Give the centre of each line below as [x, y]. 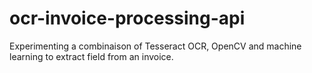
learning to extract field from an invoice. [91, 56]
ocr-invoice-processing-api [127, 18]
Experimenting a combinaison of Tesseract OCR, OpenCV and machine [155, 46]
